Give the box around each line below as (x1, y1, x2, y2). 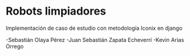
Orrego (5, 43, 24, 50)
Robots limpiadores (5, 4, 106, 18)
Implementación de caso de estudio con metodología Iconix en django (5, 24, 183, 32)
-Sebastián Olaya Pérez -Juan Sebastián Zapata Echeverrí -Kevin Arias (5, 36, 185, 43)
